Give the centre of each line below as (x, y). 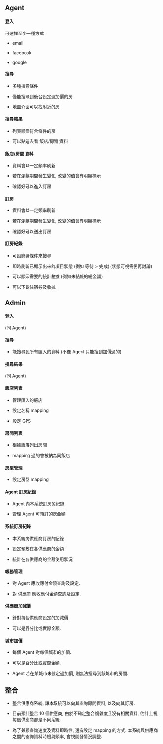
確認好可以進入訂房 (32, 186)
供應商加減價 (18, 606)
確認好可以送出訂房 (32, 232)
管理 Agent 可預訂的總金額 (39, 514)
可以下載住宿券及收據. (34, 287)
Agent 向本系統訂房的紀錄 (38, 504)
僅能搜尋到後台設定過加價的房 (42, 96)
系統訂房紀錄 (18, 526)
